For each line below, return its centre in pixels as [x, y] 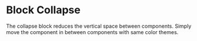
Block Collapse [43, 10]
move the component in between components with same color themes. [92, 32]
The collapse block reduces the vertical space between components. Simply [99, 26]
